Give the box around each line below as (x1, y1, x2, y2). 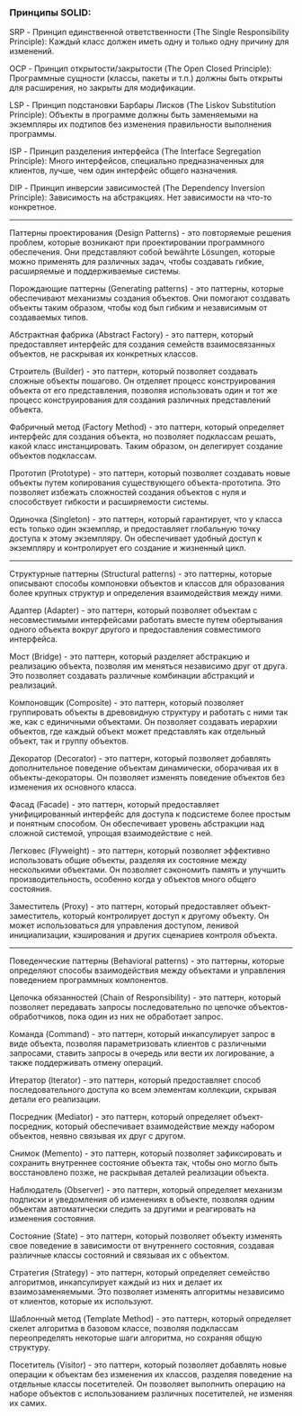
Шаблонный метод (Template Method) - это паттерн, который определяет (9, 1313, 292, 1324)
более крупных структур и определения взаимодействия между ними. (9, 588, 283, 599)
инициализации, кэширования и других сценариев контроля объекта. (9, 930, 278, 941)
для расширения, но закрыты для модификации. (9, 83, 196, 94)
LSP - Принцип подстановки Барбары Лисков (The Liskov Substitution (9, 100, 277, 111)
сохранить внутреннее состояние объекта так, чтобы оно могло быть (9, 1158, 279, 1168)
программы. (9, 129, 57, 140)
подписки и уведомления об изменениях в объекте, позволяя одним (9, 1195, 276, 1205)
